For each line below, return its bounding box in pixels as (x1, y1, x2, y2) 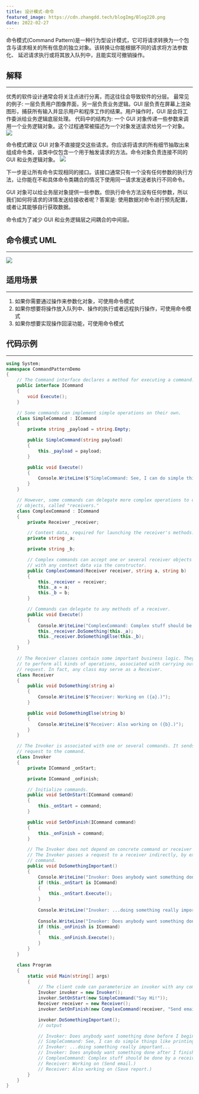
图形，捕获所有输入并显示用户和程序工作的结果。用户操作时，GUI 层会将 (6, 108, 183, 115)
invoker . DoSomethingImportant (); (37, 1017, 120, 1023)
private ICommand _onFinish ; (27, 775, 99, 782)
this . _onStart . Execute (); (48, 891, 113, 896)
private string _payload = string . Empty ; (27, 427, 131, 432)
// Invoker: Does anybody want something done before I (37, 1033, 179, 1039)
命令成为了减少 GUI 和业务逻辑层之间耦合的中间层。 (6, 216, 133, 223)
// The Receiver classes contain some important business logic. (17, 656, 182, 662)
